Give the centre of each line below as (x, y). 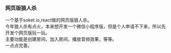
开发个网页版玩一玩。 (27, 33)
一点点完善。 (19, 46)
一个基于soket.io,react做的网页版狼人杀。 (49, 20)
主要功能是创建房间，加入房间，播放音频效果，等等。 (61, 39)
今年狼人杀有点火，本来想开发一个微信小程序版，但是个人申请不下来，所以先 (85, 26)
